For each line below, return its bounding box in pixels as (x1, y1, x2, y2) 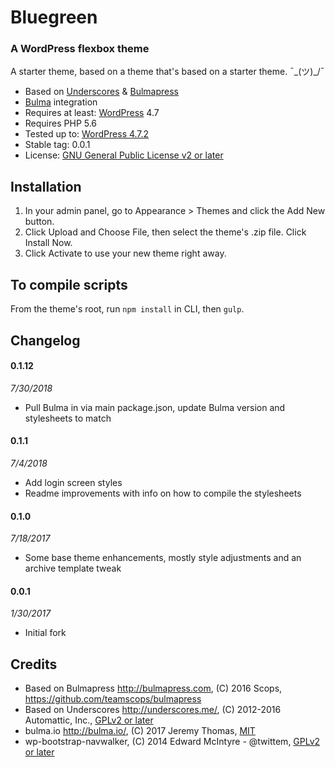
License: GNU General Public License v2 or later (24, 149, 224, 161)
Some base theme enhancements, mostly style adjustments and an (24, 552, 302, 564)
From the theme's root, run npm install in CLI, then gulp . (10, 303, 245, 315)
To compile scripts (10, 276, 128, 293)
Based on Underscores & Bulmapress (24, 86, 179, 98)
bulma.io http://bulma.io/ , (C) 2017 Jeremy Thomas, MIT (24, 725, 256, 737)
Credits (10, 656, 58, 673)
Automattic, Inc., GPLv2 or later (24, 714, 154, 726)
